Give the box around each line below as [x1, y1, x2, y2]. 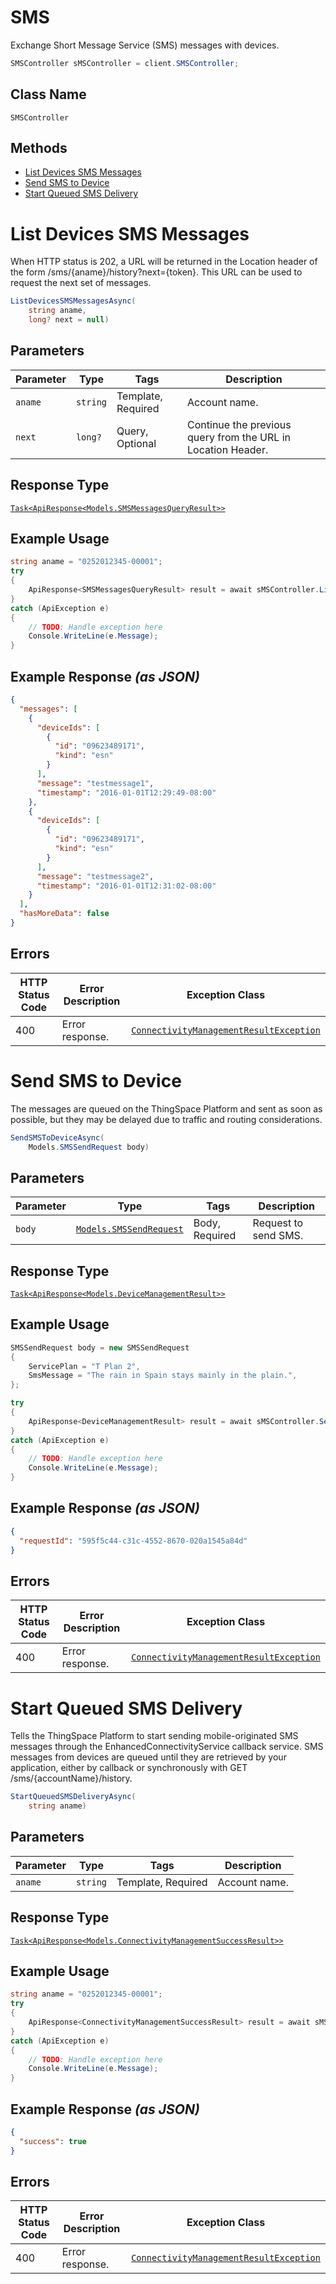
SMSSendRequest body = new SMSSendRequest [10, 1342, 190, 1353]
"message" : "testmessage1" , [36, 778, 155, 788]
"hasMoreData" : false [19, 909, 110, 919]
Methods [10, 140, 68, 157]
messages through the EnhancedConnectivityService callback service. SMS [10, 1741, 324, 1753]
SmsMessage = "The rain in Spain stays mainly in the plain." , [28, 1371, 298, 1381]
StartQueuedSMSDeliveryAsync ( [10, 1792, 137, 1802]
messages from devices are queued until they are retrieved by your [10, 1751, 287, 1763]
